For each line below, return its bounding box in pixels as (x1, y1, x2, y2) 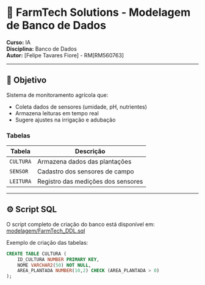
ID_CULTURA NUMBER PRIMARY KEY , (17, 256, 99, 262)
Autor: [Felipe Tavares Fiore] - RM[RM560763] (6, 51, 124, 59)
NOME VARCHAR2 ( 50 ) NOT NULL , (17, 262, 92, 268)
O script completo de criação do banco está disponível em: (6, 220, 155, 228)
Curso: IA (6, 38, 31, 46)
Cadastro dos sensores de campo (37, 167, 134, 176)
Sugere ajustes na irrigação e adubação (15, 116, 116, 123)
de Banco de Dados (6, 18, 107, 32)
